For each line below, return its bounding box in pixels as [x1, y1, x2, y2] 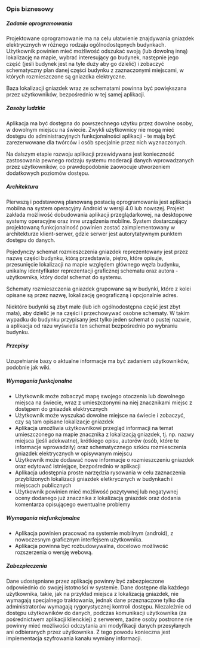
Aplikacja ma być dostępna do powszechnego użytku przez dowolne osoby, [6, 119, 193, 127]
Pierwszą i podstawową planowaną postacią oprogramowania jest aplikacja [6, 198, 192, 205]
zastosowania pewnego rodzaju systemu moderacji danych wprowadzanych [6, 156, 194, 163]
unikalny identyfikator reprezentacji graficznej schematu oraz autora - [6, 267, 179, 274]
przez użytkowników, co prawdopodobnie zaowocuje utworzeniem [6, 163, 171, 170]
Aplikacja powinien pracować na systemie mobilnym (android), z [14, 529, 174, 537]
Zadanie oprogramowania [6, 20, 73, 27]
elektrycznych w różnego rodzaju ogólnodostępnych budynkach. [6, 41, 166, 48]
